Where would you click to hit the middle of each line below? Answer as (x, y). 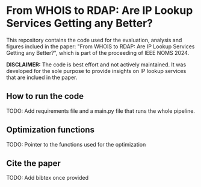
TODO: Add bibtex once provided (48, 178)
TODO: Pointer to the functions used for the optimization (76, 144)
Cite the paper (34, 163)
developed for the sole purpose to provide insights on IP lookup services (96, 71)
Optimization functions (51, 130)
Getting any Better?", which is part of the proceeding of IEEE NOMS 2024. (98, 52)
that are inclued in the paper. (42, 77)
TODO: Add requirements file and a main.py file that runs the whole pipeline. (101, 111)
